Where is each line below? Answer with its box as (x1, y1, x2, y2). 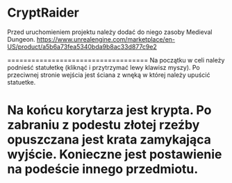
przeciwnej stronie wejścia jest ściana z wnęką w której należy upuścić (7, 71, 210, 79)
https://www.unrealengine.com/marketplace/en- (37, 35, 176, 43)
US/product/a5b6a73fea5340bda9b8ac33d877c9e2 (7, 42, 158, 51)
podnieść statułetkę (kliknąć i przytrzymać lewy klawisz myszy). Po (7, 63, 200, 71)
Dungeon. (7, 35, 36, 43)
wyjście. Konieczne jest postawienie (7, 147, 222, 162)
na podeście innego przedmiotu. (7, 162, 199, 177)
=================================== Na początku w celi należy (7, 55, 225, 64)
